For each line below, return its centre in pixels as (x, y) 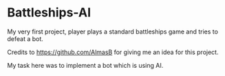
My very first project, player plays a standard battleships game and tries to (113, 31)
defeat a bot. (25, 38)
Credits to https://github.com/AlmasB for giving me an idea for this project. (113, 52)
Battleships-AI (49, 13)
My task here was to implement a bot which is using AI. (85, 65)
